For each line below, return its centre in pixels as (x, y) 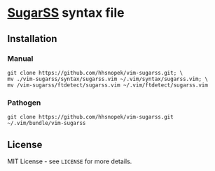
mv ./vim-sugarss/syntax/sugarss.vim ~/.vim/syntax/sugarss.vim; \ (108, 79)
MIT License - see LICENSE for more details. (70, 161)
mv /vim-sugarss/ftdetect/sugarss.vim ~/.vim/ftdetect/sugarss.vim (108, 85)
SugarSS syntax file (66, 13)
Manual (20, 59)
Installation (32, 39)
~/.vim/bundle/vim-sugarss (47, 124)
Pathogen (24, 103)
